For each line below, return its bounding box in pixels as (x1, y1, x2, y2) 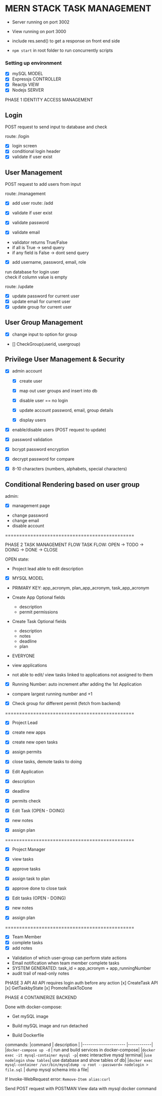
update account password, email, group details (19, 407, 113, 413)
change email (12, 518, 39, 524)
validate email (12, 230, 40, 235)
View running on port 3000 (12, 28, 66, 34)
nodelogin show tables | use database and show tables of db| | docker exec (5, 1057, 153, 1063)
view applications (12, 663, 48, 668)
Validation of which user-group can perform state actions (12, 955, 127, 960)
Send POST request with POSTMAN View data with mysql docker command (5, 1085, 157, 1091)
